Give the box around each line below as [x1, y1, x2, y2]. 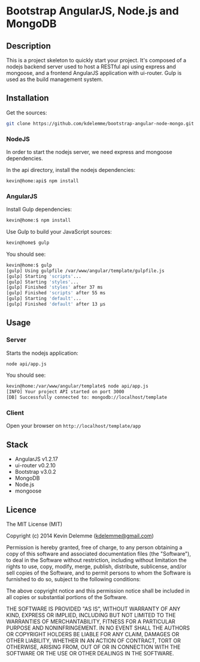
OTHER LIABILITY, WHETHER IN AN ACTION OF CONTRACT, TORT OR [6, 637, 181, 645]
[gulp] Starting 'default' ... [6, 295, 82, 302]
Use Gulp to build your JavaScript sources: [6, 228, 112, 235]
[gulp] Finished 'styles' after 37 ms [6, 285, 103, 291]
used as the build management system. [6, 76, 104, 83]
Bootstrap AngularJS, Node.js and [6, 4, 179, 18]
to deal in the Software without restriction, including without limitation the [6, 557, 187, 564]
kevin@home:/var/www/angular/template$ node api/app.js [6, 383, 149, 389]
